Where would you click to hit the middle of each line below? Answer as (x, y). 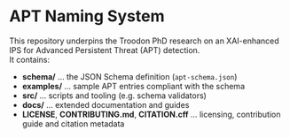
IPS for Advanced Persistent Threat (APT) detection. (105, 50)
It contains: (30, 59)
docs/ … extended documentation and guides (106, 104)
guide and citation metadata (73, 123)
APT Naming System (87, 16)
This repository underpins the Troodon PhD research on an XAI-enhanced (144, 41)
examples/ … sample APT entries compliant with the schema (133, 86)
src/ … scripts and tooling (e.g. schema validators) (114, 96)
